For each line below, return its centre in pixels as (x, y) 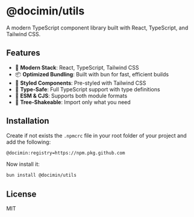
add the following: (29, 142)
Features (23, 53)
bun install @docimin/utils (42, 176)
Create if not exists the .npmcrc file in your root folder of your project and (96, 135)
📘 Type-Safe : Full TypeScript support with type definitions (88, 89)
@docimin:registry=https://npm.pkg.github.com (66, 153)
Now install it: (23, 164)
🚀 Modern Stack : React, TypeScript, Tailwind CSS (77, 67)
